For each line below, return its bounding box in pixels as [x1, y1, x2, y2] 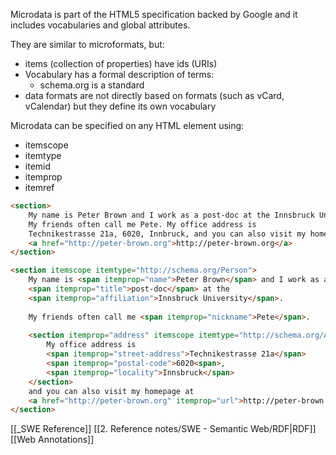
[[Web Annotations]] [10, 434, 95, 446]
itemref [24, 182, 55, 193]
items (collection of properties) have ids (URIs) [24, 58, 218, 69]
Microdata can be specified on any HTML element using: [10, 120, 245, 131]
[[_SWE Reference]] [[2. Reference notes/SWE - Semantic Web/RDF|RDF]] [10, 423, 317, 435]
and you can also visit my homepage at [28, 386, 195, 396]
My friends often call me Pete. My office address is [28, 219, 257, 229]
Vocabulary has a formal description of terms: [24, 69, 215, 80]
